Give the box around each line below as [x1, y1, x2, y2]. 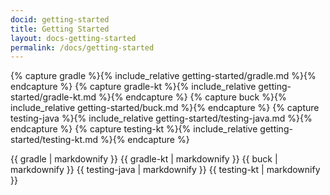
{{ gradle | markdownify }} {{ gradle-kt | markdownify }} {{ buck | [10, 153, 278, 165]
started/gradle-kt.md [10, 91, 97, 103]
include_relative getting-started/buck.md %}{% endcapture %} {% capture [10, 102, 320, 114]
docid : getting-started [10, 14, 110, 25]
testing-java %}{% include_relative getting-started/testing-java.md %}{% [10, 112, 313, 125]
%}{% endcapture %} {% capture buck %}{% [98, 91, 287, 103]
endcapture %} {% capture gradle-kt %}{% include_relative [10, 81, 257, 93]
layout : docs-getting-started [10, 33, 137, 43]
